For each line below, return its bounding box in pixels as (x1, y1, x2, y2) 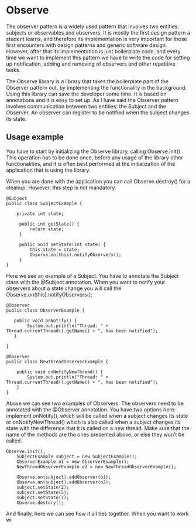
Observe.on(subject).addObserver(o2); (16, 479, 111, 485)
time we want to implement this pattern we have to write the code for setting (6, 54, 190, 61)
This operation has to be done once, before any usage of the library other (6, 154, 183, 161)
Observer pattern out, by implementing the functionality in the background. (6, 84, 187, 91)
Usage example (6, 132, 64, 142)
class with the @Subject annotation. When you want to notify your (6, 278, 166, 285)
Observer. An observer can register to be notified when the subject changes (6, 109, 190, 116)
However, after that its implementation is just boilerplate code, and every (6, 47, 181, 54)
